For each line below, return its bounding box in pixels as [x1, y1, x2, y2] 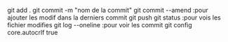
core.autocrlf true [7, 28, 58, 36]
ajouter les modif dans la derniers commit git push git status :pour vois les [7, 13, 221, 22]
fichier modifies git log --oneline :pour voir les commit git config [7, 21, 193, 29]
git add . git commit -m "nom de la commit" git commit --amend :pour [7, 6, 208, 14]
